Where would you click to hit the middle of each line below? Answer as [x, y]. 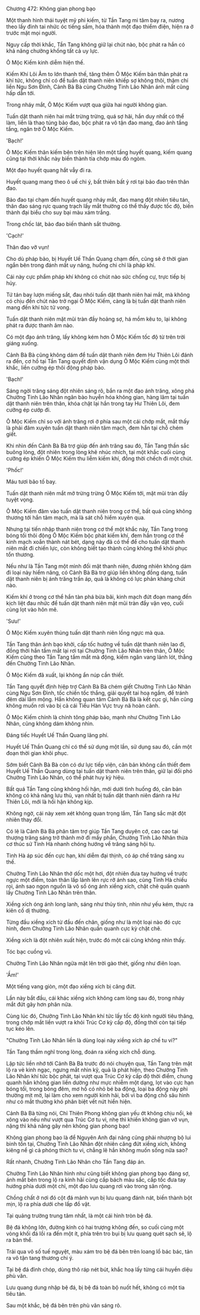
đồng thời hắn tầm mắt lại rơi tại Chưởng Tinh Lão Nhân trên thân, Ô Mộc [96, 651]
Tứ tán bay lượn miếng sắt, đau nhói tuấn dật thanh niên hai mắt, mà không [98, 295]
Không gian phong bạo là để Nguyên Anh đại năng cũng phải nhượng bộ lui [99, 1137]
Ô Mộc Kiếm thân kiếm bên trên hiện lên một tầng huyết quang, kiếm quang [99, 152]
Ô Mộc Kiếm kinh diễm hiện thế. [45, 63]
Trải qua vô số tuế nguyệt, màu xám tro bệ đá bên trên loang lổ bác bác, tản [99, 1252]
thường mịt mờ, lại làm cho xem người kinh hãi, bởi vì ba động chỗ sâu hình [98, 1095]
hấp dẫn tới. [21, 93]
